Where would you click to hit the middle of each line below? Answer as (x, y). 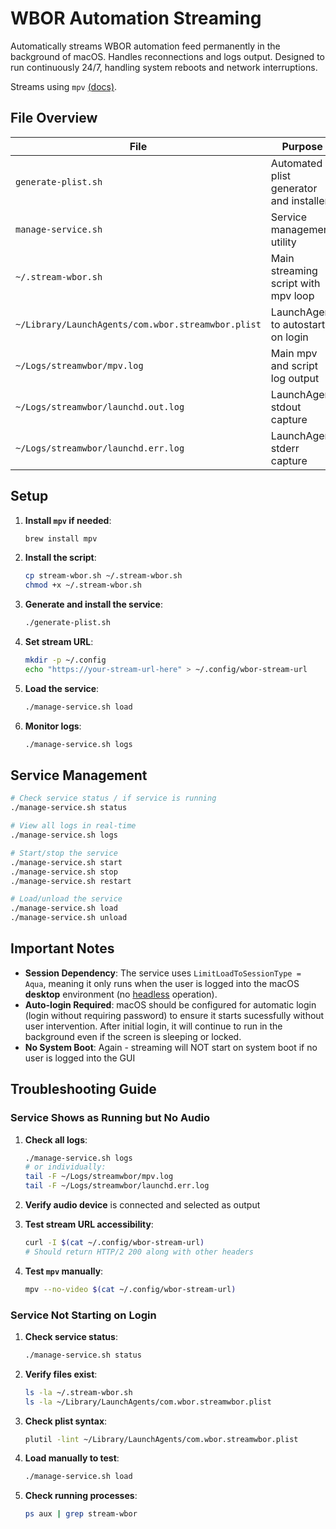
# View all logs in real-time (73, 826)
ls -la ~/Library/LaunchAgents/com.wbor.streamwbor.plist (148, 1402)
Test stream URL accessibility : (89, 1224)
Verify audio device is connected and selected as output (142, 1205)
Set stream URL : (59, 642)
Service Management (79, 775)
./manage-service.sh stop (64, 872)
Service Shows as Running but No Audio (110, 1118)
